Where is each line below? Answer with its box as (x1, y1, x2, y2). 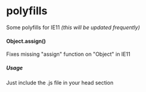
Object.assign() (6, 37, 46, 45)
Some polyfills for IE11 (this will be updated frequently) (6, 24, 141, 31)
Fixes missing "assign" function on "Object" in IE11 (6, 50, 130, 58)
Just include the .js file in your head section (6, 79, 114, 87)
